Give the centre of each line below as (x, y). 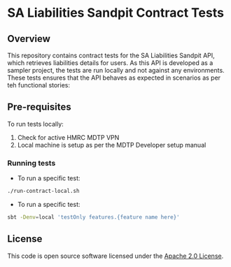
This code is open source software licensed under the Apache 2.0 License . (115, 256)
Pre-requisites (39, 107)
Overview (29, 39)
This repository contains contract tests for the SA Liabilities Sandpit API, (111, 55)
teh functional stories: (38, 85)
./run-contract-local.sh (43, 191)
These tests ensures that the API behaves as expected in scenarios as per (114, 78)
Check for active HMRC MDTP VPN (68, 137)
